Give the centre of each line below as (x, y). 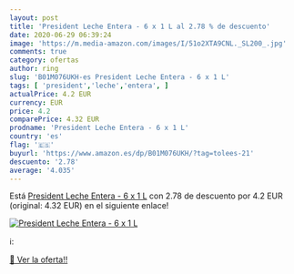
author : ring (34, 69)
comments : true (38, 52)
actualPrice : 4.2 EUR (51, 94)
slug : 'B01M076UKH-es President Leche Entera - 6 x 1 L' (120, 77)
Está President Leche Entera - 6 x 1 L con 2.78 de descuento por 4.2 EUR (147, 196)
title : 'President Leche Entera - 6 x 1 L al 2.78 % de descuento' (140, 26)
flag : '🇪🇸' (32, 145)
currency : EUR (36, 102)
